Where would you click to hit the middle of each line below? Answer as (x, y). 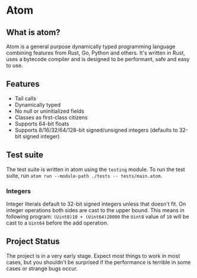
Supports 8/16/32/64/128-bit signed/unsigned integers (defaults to (96, 130)
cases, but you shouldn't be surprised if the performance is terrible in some (99, 262)
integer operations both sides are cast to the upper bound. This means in (96, 210)
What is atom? (33, 32)
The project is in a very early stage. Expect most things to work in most (93, 255)
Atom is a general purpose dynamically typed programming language (91, 46)
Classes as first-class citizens (51, 117)
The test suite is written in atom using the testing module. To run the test (96, 169)
